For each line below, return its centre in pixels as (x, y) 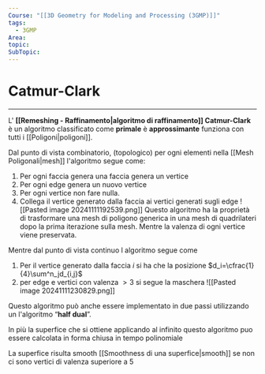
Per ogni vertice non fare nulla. (69, 193)
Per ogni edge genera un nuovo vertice (83, 184)
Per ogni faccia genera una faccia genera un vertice (104, 176)
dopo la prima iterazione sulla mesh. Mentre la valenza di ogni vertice (132, 226)
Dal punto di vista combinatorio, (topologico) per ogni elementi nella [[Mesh (131, 152)
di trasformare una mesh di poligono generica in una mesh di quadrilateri (138, 218)
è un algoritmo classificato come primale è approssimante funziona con (126, 129)
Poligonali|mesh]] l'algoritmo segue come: (77, 161)
